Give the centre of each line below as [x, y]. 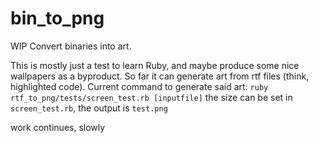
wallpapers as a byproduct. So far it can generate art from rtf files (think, [160, 76]
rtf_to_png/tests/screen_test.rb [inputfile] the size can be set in [151, 97]
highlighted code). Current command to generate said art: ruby [139, 86]
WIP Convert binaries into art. [71, 46]
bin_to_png [57, 18]
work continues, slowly [58, 127]
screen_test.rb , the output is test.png [89, 108]
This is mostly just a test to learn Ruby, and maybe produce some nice [155, 65]
